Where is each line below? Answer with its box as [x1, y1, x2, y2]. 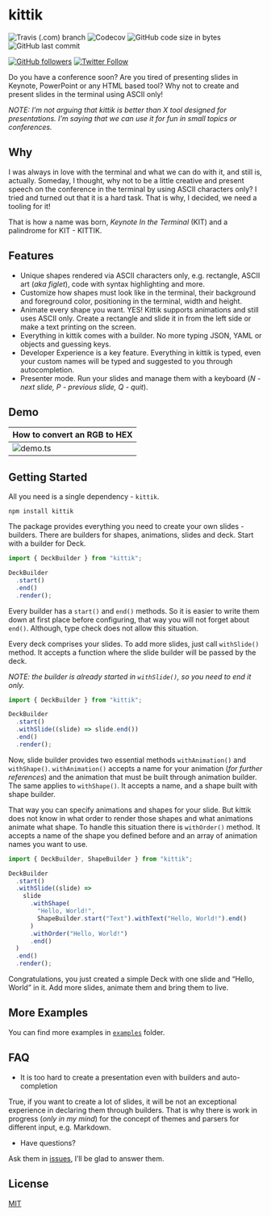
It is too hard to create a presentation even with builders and [19, 1072, 221, 1082]
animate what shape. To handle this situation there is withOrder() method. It [8, 822, 261, 832]
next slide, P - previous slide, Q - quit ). [19, 382, 148, 392]
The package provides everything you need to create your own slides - [8, 522, 244, 531]
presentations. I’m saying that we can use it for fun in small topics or [8, 113, 237, 123]
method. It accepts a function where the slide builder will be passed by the [8, 648, 256, 657]
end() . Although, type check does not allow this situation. [8, 623, 199, 633]
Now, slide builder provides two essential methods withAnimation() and [8, 755, 247, 765]
